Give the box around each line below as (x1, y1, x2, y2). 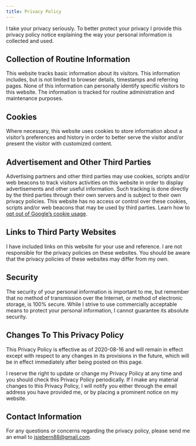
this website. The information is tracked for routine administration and (6, 89, 175, 96)
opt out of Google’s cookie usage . (6, 210, 88, 218)
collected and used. (6, 37, 54, 44)
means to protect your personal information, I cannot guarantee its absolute (6, 307, 189, 314)
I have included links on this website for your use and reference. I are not (6, 242, 183, 250)
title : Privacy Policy (6, 8, 62, 15)
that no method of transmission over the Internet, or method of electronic (6, 294, 183, 301)
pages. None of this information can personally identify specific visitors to (6, 82, 185, 89)
